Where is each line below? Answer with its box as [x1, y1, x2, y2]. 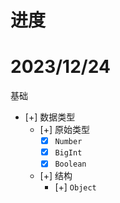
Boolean [54, 159, 87, 170]
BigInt [54, 148, 83, 158]
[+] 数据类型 [24, 111, 76, 123]
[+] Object [54, 181, 97, 193]
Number [54, 137, 83, 147]
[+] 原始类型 [39, 124, 91, 136]
